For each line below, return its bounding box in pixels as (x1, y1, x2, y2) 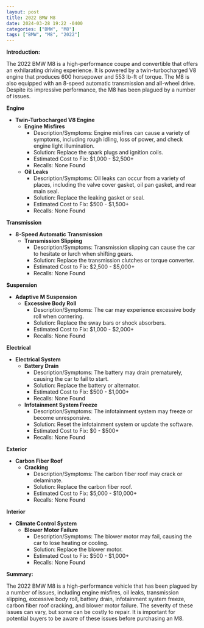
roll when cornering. (33, 312, 84, 320)
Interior (6, 508, 26, 516)
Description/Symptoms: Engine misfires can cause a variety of (33, 129, 191, 137)
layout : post (6, 9, 40, 15)
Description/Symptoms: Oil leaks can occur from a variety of (33, 175, 186, 182)
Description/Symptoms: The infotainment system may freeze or (33, 408, 193, 415)
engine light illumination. (33, 142, 95, 150)
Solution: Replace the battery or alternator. (33, 382, 140, 389)
